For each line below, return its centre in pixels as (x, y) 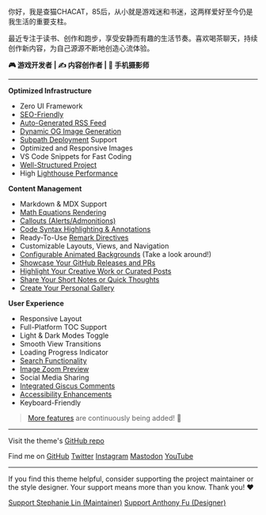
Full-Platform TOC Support (63, 327)
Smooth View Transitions (60, 344)
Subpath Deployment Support (68, 140)
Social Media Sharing (54, 377)
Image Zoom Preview (54, 369)
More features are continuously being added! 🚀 (104, 418)
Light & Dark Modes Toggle (64, 335)
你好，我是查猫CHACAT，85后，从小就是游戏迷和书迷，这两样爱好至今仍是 (131, 11)
